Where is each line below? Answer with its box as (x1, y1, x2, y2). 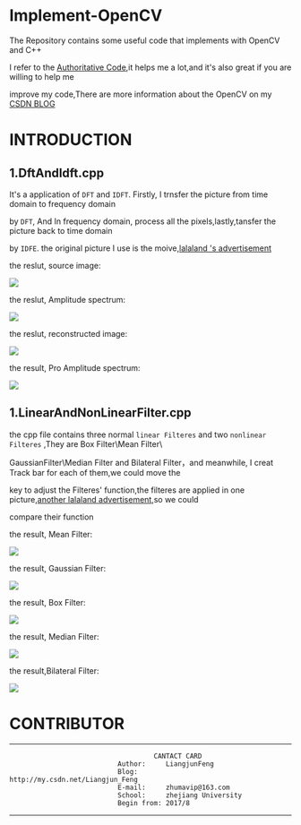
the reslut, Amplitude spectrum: (9, 294, 126, 305)
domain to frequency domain (9, 198, 116, 209)
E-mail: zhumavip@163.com (117, 783, 230, 792)
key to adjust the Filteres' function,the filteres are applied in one (9, 485, 245, 495)
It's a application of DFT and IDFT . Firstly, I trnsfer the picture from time (9, 189, 269, 200)
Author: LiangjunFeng (117, 759, 215, 769)
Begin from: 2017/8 (117, 798, 191, 807)
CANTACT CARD (153, 752, 202, 761)
